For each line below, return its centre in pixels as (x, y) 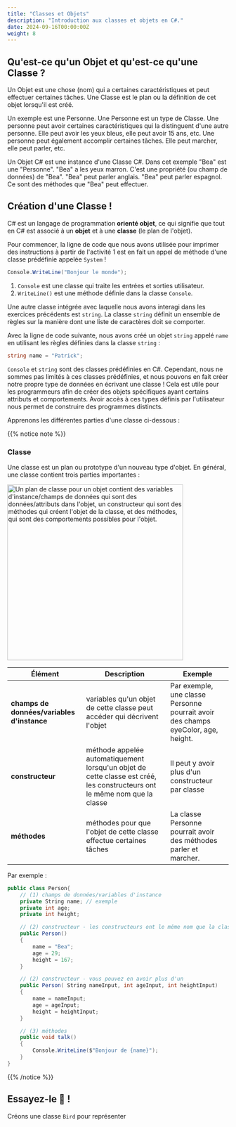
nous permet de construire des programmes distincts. (85, 406)
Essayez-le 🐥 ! (39, 1099)
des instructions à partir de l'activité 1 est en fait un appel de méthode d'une (117, 252)
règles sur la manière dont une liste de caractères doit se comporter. (106, 321)
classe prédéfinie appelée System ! (57, 259)
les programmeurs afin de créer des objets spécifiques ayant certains (108, 392)
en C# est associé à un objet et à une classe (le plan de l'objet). (100, 231)
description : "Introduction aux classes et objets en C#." (96, 20)
